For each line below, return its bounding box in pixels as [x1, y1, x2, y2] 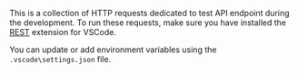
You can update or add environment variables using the [9, 44, 217, 55]
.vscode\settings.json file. [9, 54, 112, 64]
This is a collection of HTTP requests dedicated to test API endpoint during [9, 8, 290, 18]
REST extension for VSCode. [9, 27, 116, 37]
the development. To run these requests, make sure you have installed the [9, 17, 286, 28]
